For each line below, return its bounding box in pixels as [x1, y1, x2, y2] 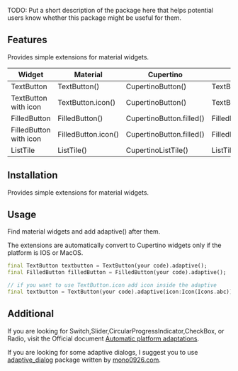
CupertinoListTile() [125, 145, 189, 155]
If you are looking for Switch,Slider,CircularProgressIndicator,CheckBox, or [7, 326, 225, 335]
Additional [7, 308, 55, 320]
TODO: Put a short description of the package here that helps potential [7, 6, 214, 14]
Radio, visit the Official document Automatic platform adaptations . [7, 334, 200, 343]
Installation [7, 169, 58, 181]
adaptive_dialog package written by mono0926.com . [7, 355, 161, 364]
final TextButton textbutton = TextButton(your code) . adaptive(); [7, 262, 208, 270]
